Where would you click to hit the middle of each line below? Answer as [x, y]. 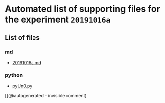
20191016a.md [27, 62]
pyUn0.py [22, 86]
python [14, 75]
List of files [23, 38]
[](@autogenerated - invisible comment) [46, 96]
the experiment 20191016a [58, 19]
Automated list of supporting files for [82, 9]
